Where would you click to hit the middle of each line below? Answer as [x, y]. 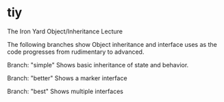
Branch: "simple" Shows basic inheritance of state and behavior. [98, 65]
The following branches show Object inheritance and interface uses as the [112, 44]
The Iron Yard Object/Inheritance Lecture [65, 31]
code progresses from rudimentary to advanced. [76, 52]
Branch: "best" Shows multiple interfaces [65, 91]
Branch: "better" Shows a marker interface [67, 78]
